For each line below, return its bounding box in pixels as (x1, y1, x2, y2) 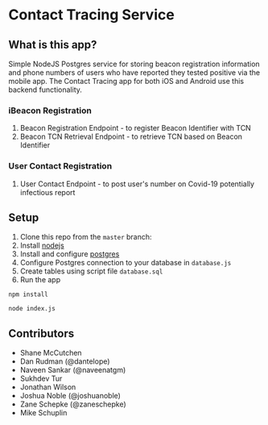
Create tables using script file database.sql (19, 266, 163, 276)
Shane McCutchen (19, 348, 82, 358)
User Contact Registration (8, 160, 113, 172)
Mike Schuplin (19, 408, 68, 418)
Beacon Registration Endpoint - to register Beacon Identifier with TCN (19, 123, 251, 133)
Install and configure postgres (19, 249, 120, 259)
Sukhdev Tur (19, 373, 63, 384)
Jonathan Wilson (19, 382, 76, 392)
